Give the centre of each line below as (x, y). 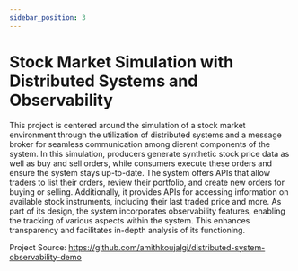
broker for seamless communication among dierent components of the (140, 144)
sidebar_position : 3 (48, 17)
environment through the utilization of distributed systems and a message (146, 135)
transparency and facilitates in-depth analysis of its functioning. (127, 230)
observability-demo (46, 257)
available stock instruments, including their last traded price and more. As (145, 201)
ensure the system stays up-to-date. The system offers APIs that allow (140, 172)
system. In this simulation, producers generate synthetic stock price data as (149, 153)
